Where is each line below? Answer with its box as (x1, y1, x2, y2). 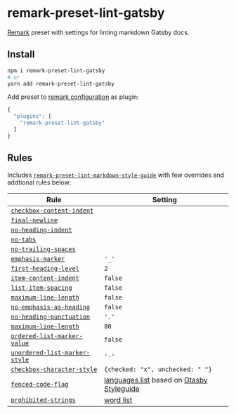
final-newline (11, 216, 58, 224)
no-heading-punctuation (11, 312, 91, 321)
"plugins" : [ (13, 113, 52, 120)
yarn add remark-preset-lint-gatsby (7, 80, 114, 87)
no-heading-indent (11, 226, 72, 234)
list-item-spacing (11, 283, 72, 292)
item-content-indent (11, 274, 79, 282)
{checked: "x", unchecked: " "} (104, 365, 212, 373)
